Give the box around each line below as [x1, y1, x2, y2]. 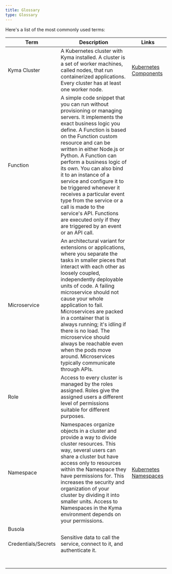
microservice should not [60, 289, 119, 296]
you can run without [60, 101, 109, 108]
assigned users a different [60, 393, 124, 400]
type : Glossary [5, 12, 38, 17]
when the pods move [60, 346, 112, 353]
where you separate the [60, 250, 118, 257]
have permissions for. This [60, 472, 124, 479]
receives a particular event [60, 190, 125, 198]
